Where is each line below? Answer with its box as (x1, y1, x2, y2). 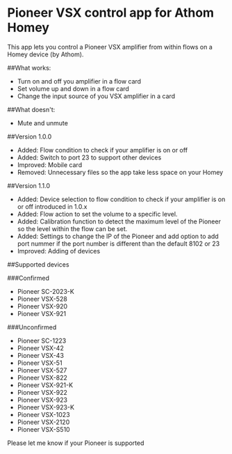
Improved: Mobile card (17, 160, 82, 169)
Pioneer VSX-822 (17, 373, 68, 382)
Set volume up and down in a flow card (17, 84, 130, 93)
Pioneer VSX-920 (17, 302, 68, 311)
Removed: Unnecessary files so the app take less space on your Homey (17, 168, 224, 176)
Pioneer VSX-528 (17, 295, 67, 303)
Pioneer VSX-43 (17, 351, 65, 359)
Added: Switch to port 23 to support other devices (17, 153, 162, 162)
